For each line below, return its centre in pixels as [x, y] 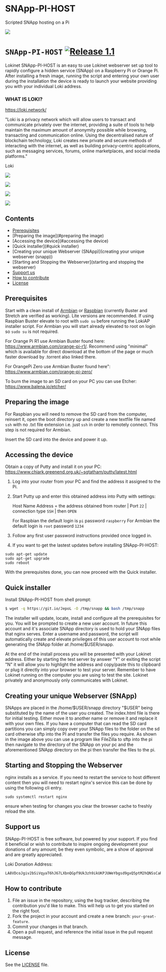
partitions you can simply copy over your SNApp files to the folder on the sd [82, 729]
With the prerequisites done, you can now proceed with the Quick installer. [81, 572]
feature [20, 922]
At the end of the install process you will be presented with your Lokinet [78, 654]
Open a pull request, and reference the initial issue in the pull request [83, 932]
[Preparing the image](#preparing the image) [58, 235]
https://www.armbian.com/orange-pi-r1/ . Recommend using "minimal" [77, 346]
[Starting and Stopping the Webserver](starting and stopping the [78, 262]
